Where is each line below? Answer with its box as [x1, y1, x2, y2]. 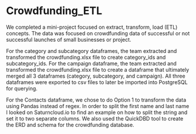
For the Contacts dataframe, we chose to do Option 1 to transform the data [6, 96, 187, 103]
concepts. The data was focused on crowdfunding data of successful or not [6, 29, 190, 36]
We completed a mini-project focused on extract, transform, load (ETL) [6, 24, 178, 31]
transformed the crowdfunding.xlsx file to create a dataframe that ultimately [6, 66, 190, 73]
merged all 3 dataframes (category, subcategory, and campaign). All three [6, 72, 186, 79]
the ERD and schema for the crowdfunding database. [6, 121, 134, 128]
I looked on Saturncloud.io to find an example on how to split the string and [6, 109, 188, 116]
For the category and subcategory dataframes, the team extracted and [6, 47, 177, 54]
